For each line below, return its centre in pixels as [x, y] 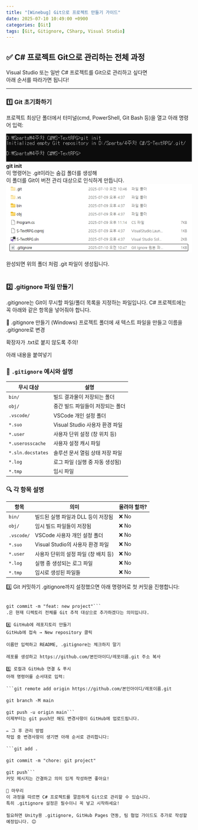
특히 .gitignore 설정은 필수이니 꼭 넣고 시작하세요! [63, 803]
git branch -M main [30, 700]
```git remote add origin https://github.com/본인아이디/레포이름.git [89, 689]
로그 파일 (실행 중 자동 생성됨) [88, 462]
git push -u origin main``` [41, 712]
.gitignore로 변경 [26, 330]
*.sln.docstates [29, 453]
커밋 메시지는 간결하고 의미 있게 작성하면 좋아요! [58, 778]
